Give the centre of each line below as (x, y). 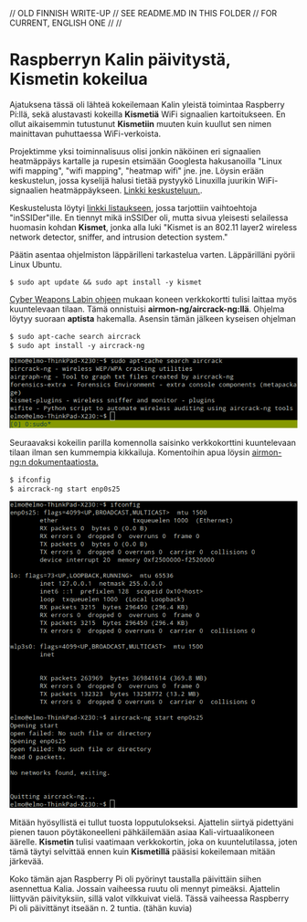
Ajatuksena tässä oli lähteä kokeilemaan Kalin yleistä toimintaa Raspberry (147, 104)
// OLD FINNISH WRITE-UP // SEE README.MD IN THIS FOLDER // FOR (143, 13)
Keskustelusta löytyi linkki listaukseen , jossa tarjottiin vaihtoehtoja (133, 207)
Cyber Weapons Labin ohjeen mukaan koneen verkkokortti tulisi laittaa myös (153, 299)
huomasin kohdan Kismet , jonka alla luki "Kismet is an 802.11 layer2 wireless (153, 227)
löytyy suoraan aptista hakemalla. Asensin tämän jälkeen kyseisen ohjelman (153, 318)
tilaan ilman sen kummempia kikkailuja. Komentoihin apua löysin (130, 452)
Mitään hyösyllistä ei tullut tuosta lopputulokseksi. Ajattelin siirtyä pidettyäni (152, 822)
